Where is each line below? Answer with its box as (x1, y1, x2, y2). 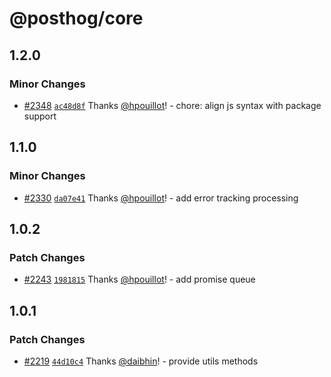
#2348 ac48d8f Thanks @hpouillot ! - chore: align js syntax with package (23, 99, 322, 111)
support (23, 110, 57, 122)
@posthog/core (9, 7, 144, 30)
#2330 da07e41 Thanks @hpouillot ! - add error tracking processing (23, 192, 299, 204)
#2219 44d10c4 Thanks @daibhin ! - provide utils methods (23, 355, 259, 367)
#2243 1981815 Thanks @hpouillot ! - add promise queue (23, 273, 256, 286)
